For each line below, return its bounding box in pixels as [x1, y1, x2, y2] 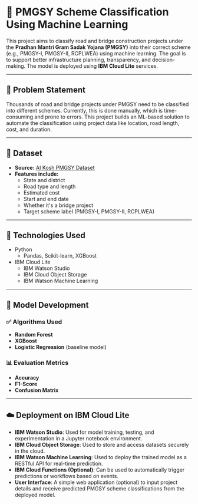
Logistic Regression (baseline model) [14, 344, 107, 351]
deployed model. [14, 492, 56, 499]
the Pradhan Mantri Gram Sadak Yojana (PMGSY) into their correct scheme [6, 44, 191, 51]
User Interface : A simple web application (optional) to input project [14, 479, 178, 486]
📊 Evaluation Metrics [6, 358, 69, 367]
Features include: [14, 170, 59, 177]
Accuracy [14, 374, 39, 381]
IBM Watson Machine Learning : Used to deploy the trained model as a [14, 454, 187, 461]
